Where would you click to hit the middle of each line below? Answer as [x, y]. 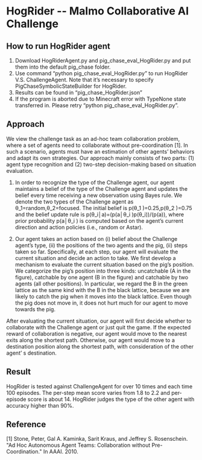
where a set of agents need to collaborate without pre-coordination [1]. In [97, 145]
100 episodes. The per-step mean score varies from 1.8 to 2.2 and [88, 393]
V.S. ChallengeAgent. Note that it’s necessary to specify [84, 80]
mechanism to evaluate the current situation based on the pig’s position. [104, 264]
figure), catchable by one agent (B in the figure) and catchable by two [102, 277]
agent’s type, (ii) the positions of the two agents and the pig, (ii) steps [101, 245]
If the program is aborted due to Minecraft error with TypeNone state [100, 99]
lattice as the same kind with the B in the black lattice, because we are [102, 290]
